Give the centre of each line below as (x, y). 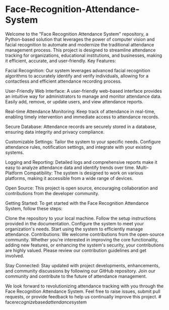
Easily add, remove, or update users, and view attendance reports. (74, 101)
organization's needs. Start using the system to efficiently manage (74, 229)
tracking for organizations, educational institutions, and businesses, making (84, 55)
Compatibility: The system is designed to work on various (84, 173)
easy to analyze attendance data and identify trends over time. (70, 167)
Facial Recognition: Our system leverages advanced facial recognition (78, 70)
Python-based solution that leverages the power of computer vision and (80, 39)
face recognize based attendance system (46, 302)
